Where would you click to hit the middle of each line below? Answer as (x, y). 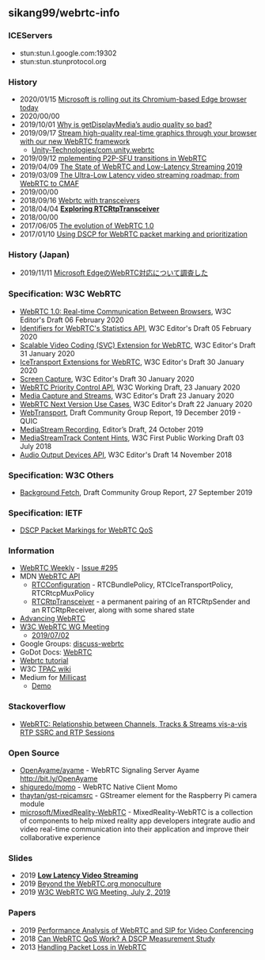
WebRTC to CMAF (49, 183)
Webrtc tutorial (44, 661)
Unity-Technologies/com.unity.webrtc (93, 149)
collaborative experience (60, 838)
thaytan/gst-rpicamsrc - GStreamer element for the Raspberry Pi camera (138, 796)
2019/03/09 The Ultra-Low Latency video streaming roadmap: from (129, 175)
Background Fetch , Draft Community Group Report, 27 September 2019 (136, 492)
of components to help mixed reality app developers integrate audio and (137, 821)
